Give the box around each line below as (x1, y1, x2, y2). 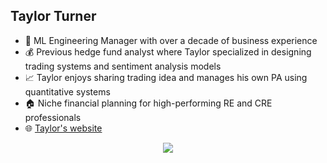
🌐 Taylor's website (24, 122, 103, 134)
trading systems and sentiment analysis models (24, 60, 222, 72)
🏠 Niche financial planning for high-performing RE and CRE (24, 97, 273, 109)
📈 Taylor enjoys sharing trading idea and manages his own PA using (24, 71, 308, 83)
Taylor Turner (10, 8, 97, 25)
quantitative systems (24, 85, 111, 98)
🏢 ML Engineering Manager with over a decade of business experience (24, 34, 318, 46)
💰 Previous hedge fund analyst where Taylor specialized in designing (24, 45, 312, 58)
